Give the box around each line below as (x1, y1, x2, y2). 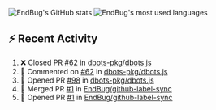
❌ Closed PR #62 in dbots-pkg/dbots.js (19, 57, 152, 67)
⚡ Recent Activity (8, 32, 98, 46)
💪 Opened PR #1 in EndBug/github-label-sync (19, 92, 173, 102)
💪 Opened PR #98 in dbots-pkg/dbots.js (19, 75, 154, 85)
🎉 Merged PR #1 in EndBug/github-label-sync (19, 83, 172, 93)
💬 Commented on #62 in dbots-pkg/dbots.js (19, 66, 168, 76)
